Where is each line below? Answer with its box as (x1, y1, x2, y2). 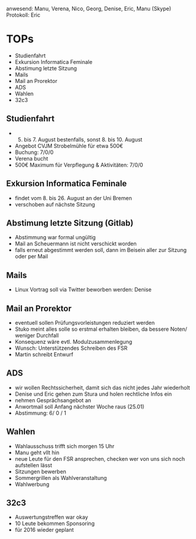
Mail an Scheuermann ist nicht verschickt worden (14, 240, 137, 247)
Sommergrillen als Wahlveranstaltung (14, 474, 108, 481)
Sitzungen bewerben (14, 468, 67, 475)
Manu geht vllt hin (14, 449, 60, 456)
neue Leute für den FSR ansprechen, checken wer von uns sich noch (14, 455, 185, 462)
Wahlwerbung (14, 481, 50, 488)
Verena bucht (14, 155, 48, 162)
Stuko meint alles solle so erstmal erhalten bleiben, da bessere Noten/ (14, 325, 188, 332)
